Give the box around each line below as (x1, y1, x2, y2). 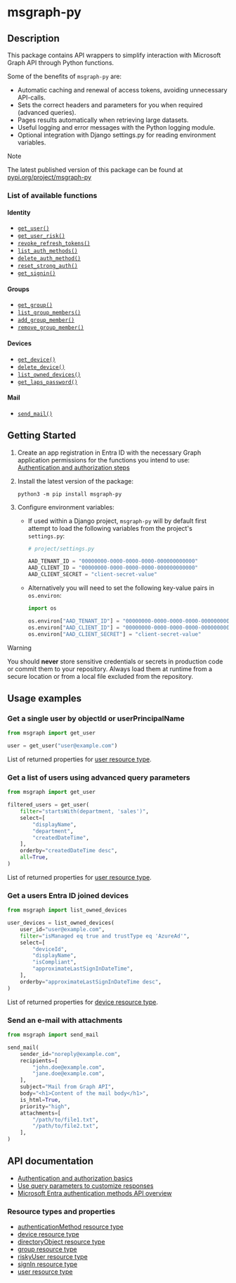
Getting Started (7, 429, 77, 441)
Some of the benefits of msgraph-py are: (7, 72, 122, 80)
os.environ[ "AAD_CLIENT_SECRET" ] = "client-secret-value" (27, 630, 202, 638)
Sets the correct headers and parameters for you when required (17, 101, 203, 109)
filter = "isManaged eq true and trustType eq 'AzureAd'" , (20, 932, 190, 940)
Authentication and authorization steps (17, 463, 130, 472)
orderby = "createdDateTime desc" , (20, 847, 118, 854)
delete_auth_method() (17, 255, 81, 262)
